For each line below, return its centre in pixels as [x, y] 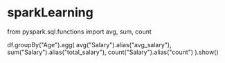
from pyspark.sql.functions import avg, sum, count [80, 32]
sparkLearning [50, 13]
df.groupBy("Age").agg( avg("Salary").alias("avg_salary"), [89, 45]
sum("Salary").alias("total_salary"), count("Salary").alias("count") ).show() [113, 52]
